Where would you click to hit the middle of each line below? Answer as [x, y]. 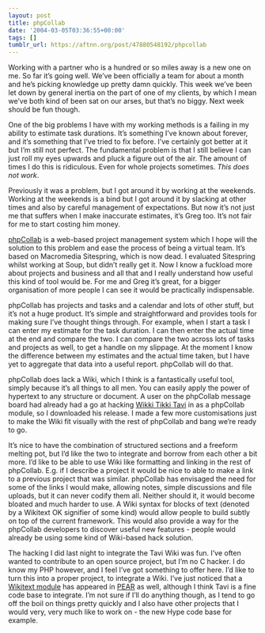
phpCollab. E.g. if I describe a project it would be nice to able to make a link [131, 471]
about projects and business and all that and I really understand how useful [131, 273]
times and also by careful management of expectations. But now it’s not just [132, 207]
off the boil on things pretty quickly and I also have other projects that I [123, 604]
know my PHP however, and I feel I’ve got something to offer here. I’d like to [131, 570]
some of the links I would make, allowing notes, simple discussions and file [130, 487]
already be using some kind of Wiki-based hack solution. [101, 538]
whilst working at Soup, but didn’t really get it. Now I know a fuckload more [131, 265]
